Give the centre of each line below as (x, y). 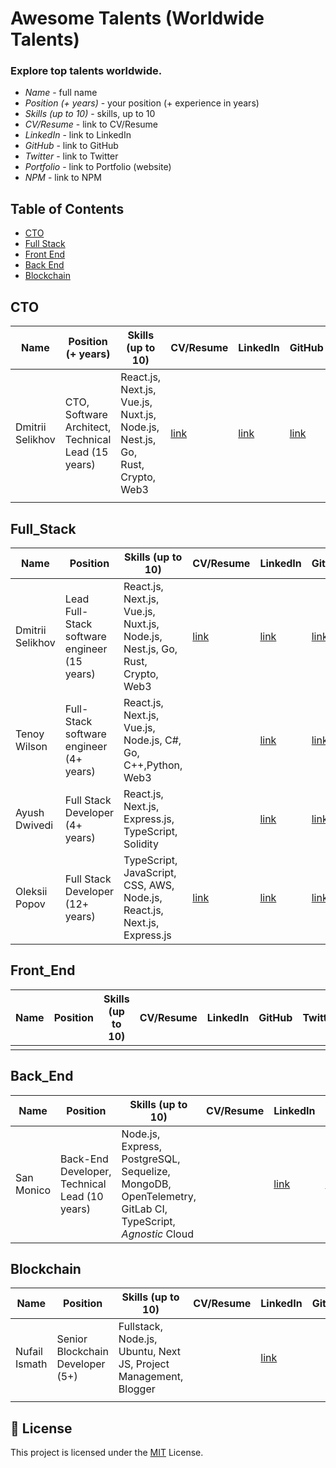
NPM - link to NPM (63, 178)
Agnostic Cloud (157, 1234)
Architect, (88, 427)
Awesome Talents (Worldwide (137, 18)
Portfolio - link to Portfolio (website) (98, 167)
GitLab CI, (144, 1209)
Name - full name (61, 93)
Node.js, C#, (152, 740)
